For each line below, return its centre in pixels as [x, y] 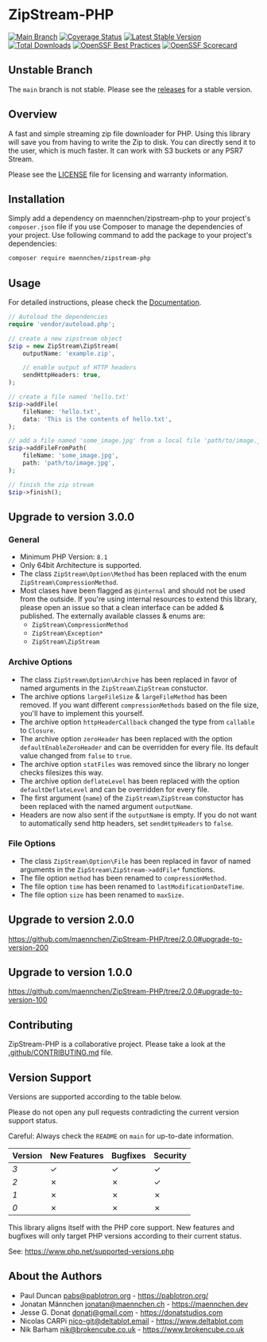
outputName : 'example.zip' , [69, 353]
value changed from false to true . [76, 755]
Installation [37, 199]
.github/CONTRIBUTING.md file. [61, 1052]
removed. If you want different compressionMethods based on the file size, [139, 705]
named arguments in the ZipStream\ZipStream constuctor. [114, 688]
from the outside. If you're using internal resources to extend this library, [138, 599]
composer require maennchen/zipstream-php [79, 259]
